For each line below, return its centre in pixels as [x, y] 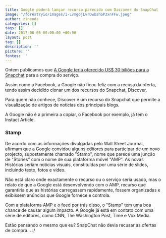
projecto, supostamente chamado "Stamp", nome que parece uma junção [80, 154]
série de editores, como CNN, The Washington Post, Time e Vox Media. [78, 215]
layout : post [19, 38]
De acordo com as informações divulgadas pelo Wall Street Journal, [75, 143]
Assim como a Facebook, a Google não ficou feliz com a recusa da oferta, [81, 85]
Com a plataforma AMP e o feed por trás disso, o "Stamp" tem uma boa [78, 205]
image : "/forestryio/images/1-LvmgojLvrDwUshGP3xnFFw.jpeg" [69, 14]
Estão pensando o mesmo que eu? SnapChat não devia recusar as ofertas [81, 225]
